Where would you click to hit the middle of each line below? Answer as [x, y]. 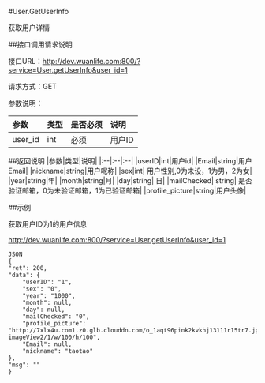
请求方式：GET [32, 86]
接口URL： [26, 61]
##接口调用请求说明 [40, 44]
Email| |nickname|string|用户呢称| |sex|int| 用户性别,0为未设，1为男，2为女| [130, 171]
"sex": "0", [42, 289]
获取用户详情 [29, 28]
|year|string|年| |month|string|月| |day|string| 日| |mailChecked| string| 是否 [130, 180]
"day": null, [44, 310]
